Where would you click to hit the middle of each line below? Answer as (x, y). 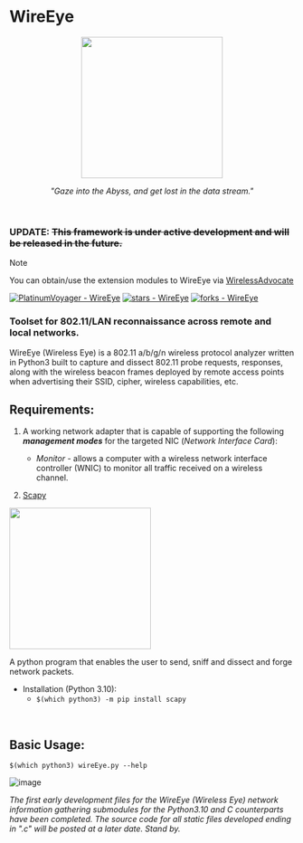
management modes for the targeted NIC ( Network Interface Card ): (150, 441)
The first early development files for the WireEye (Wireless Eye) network (144, 800)
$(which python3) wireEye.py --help (78, 766)
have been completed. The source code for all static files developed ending (150, 819)
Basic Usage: (47, 745)
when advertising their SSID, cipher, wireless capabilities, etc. (124, 381)
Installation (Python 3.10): (70, 689)
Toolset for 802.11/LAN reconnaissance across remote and (141, 321)
